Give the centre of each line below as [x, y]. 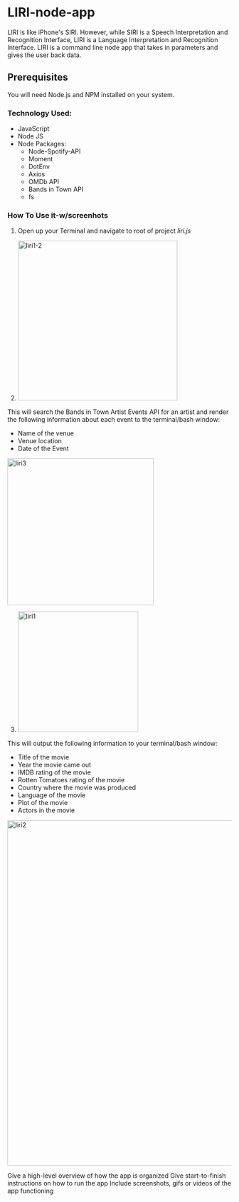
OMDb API [43, 182]
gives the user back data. [44, 55]
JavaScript [33, 128]
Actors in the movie [46, 810]
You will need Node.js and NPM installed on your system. [91, 94]
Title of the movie [43, 757]
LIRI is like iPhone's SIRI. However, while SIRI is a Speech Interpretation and [118, 32]
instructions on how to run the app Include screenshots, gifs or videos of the [119, 1183]
